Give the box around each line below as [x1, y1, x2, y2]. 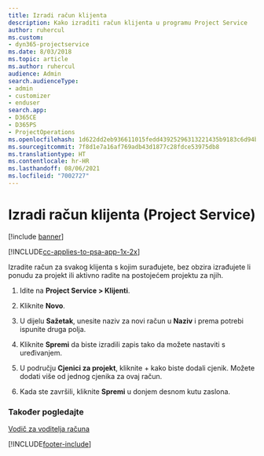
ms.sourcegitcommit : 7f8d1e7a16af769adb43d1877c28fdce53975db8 [8, 143, 220, 151]
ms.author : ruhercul [8, 63, 76, 71]
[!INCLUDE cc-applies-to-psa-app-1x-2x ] [8, 246, 141, 256]
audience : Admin [8, 70, 61, 78]
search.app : [8, 107, 47, 115]
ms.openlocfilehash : [8, 135, 76, 144]
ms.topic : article [8, 56, 68, 64]
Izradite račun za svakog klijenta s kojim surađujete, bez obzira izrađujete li [8, 262, 251, 272]
